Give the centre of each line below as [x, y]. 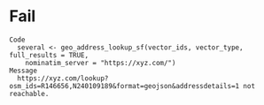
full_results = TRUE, [49, 55]
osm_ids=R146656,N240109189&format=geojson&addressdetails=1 [124, 86]
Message [23, 71]
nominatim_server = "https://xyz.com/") [101, 63]
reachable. [29, 94]
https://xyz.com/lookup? [63, 78]
